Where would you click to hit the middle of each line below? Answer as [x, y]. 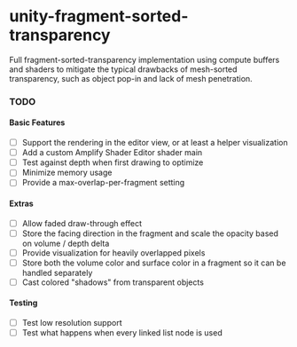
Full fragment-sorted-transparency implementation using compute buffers [145, 59]
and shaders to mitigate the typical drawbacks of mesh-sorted [123, 69]
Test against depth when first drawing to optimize [113, 162]
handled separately [57, 272]
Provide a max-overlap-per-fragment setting [103, 183]
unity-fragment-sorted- [99, 16]
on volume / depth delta [66, 243]
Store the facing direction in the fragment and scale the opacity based [150, 233]
